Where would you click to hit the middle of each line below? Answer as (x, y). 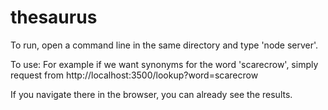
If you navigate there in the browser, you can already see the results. (151, 94)
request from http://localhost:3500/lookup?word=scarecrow (134, 75)
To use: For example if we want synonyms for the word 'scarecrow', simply (164, 64)
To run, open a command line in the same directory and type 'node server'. (164, 45)
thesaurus (54, 17)
